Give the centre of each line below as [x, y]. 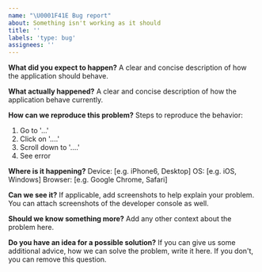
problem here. [31, 228]
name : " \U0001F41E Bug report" [60, 15]
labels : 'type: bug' [42, 38]
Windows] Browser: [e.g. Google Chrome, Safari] [88, 180]
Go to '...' [34, 131]
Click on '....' [40, 139]
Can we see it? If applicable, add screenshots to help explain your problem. [131, 195]
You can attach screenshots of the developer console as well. [108, 204]
